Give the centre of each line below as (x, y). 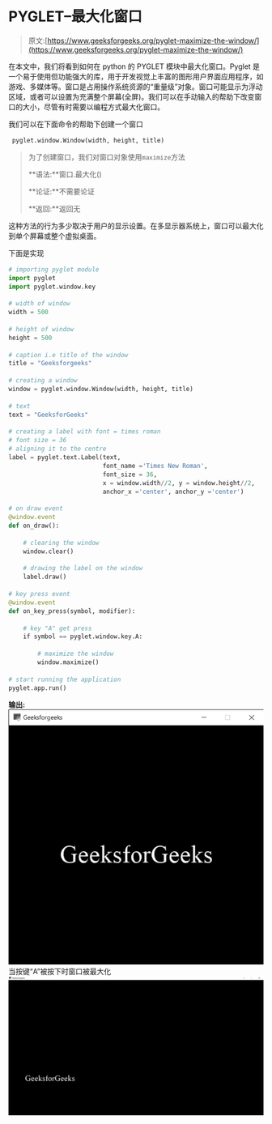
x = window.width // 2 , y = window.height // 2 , (178, 483)
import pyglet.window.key (52, 287)
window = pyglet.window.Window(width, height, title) (101, 390)
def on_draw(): (34, 526)
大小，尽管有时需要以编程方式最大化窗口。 (93, 107)
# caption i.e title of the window (68, 355)
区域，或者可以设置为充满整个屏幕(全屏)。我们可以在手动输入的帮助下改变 (132, 96)
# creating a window (43, 381)
